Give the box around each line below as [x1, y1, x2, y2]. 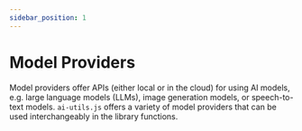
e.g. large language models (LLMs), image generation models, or [9, 91, 250, 102]
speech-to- [251, 91, 294, 102]
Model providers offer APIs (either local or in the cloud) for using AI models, [9, 82, 290, 93]
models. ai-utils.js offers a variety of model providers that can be [25, 101, 277, 112]
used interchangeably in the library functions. [9, 110, 178, 122]
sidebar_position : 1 [9, 13, 87, 23]
